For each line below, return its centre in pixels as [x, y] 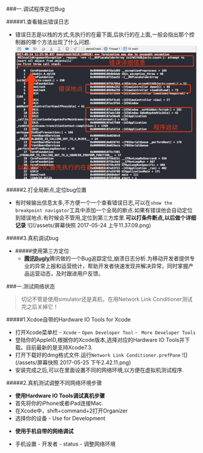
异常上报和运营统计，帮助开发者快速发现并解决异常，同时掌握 [111, 266]
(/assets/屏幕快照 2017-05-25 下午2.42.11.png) [73, 363]
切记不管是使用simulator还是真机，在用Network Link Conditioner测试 [107, 299]
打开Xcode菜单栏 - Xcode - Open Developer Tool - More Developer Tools [105, 332]
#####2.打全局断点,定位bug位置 [47, 190]
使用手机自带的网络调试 [44, 431]
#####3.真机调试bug [33, 238]
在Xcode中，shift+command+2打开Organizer [71, 411]
